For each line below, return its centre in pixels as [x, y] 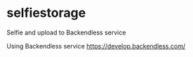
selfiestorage [46, 13]
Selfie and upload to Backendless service [66, 32]
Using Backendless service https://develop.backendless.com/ [96, 46]
